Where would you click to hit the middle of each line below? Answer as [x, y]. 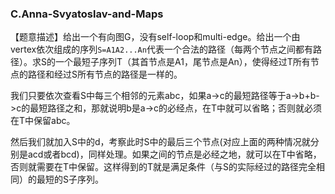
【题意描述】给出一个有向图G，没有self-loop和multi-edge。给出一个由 [155, 37]
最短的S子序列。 [70, 179]
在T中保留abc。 [43, 121]
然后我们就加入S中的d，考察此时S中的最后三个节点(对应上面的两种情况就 [160, 142]
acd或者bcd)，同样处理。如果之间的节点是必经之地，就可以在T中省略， [174, 154]
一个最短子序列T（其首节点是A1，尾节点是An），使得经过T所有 [182, 62]
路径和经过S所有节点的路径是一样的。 [105, 74]
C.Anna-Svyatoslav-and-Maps [87, 14]
